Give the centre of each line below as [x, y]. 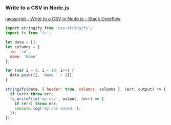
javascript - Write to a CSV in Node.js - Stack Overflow [63, 19]
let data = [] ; [22, 43]
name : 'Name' [24, 56]
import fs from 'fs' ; [28, 33]
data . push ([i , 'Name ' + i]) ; [42, 75]
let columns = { [23, 47]
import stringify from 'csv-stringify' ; [49, 28]
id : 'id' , [20, 52]
